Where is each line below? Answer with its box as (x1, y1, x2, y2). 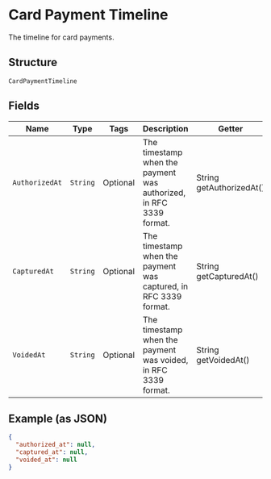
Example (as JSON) (8, 411, 107, 425)
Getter (218, 123, 244, 134)
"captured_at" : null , (15, 448, 89, 456)
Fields (8, 99, 40, 113)
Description (142, 123, 189, 134)
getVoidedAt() (196, 354, 250, 365)
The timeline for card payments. (8, 32, 115, 42)
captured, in (142, 281, 188, 292)
